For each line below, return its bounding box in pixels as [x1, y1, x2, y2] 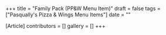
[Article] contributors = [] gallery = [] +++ [5, 23, 106, 29]
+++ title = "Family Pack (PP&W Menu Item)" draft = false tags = [5, 5, 161, 12]
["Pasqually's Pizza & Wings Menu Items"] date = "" [5, 11, 131, 18]
